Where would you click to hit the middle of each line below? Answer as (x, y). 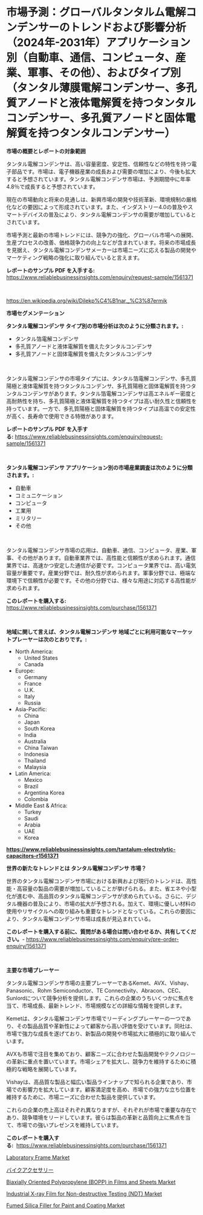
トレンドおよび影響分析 (128, 27)
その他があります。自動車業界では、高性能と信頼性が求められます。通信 (106, 558)
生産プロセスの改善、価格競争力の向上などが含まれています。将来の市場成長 (101, 242)
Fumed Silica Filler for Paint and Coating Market (66, 1205)
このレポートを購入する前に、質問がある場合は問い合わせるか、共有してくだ (101, 932)
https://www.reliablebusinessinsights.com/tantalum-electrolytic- (91, 849)
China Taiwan (41, 747)
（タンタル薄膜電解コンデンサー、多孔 (101, 88)
